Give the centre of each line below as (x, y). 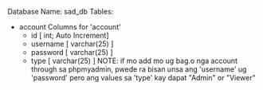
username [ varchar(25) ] (72, 44)
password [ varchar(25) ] (72, 52)
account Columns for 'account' (70, 27)
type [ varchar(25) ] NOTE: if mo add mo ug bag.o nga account (134, 61)
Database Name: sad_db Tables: (61, 12)
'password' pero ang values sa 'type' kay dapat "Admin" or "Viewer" (143, 78)
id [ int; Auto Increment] (70, 35)
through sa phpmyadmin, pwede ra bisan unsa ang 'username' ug (139, 69)
